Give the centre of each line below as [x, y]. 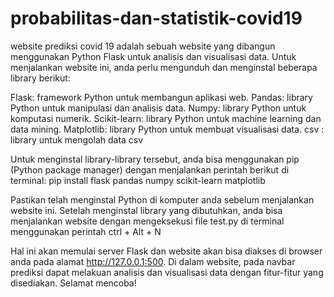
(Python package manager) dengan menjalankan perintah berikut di [150, 169]
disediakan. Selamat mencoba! [73, 283]
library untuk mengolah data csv [77, 139]
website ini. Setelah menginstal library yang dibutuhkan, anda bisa [146, 210]
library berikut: [40, 78]
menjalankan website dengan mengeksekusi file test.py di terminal [147, 221]
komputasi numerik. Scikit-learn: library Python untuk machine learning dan [166, 118]
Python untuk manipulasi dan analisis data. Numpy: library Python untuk [158, 108]
